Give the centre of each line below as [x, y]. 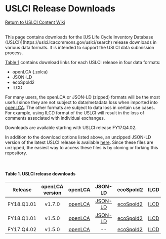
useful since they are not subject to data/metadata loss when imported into [82, 102]
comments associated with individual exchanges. [55, 118]
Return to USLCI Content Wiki [35, 22]
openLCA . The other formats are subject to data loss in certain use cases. [80, 107]
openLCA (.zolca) [30, 71]
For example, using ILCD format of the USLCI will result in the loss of [75, 113]
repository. [16, 153]
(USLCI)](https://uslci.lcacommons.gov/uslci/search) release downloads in [81, 42]
